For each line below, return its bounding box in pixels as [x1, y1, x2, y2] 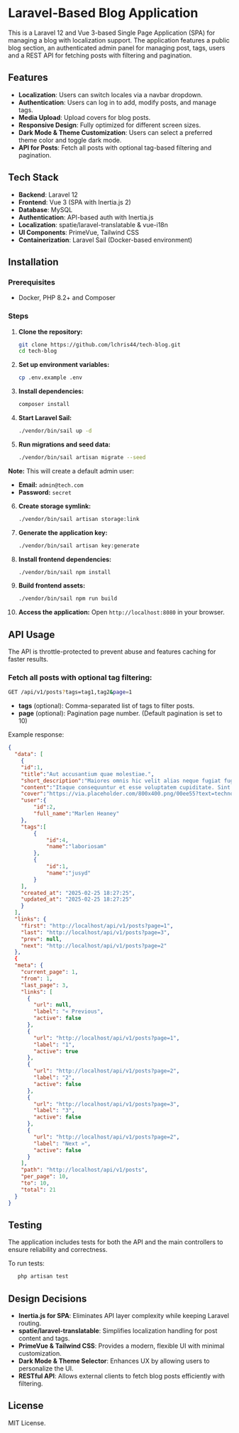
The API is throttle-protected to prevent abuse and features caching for [8, 647, 216, 656]
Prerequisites [8, 277, 55, 287]
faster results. [8, 655, 49, 664]
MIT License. [8, 1418, 46, 1427]
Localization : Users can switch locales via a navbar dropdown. [18, 90, 203, 99]
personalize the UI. [18, 1364, 74, 1373]
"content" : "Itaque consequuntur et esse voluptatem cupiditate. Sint [21, 784, 231, 791]
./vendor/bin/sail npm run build [18, 595, 118, 603]
